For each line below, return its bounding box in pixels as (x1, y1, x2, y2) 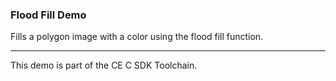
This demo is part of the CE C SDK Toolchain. (10, 59, 198, 72)
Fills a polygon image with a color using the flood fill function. (10, 31, 264, 43)
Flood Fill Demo (10, 8, 87, 22)
